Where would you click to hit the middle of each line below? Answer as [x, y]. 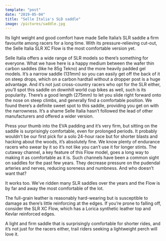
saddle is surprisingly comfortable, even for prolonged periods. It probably [81, 131]
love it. [12, 234]
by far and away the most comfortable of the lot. [55, 188]
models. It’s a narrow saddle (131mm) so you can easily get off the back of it [83, 74]
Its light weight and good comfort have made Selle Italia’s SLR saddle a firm [82, 38]
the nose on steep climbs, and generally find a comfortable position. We [79, 101]
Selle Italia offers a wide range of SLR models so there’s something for [77, 58]
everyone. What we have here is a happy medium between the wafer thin [80, 63]
